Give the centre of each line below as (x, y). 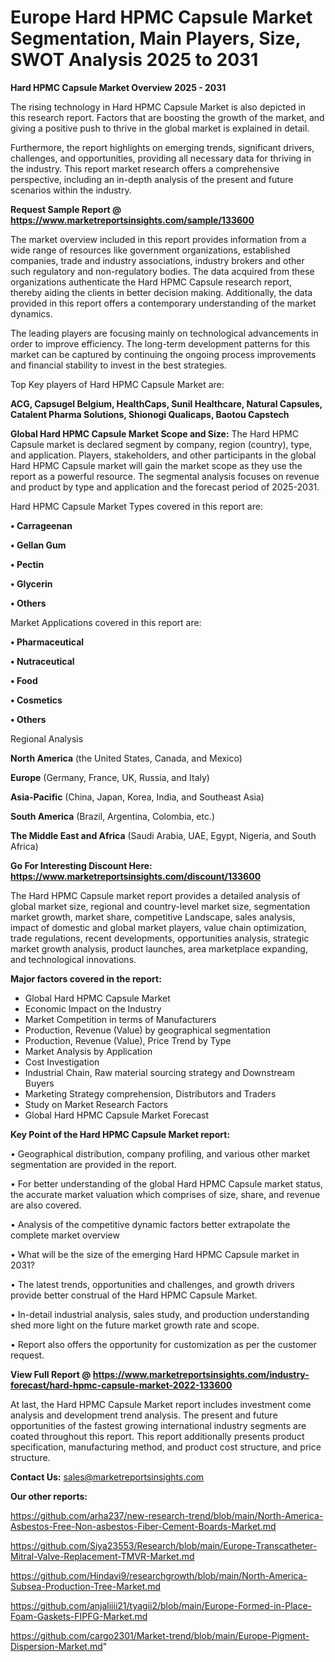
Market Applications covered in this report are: (106, 622)
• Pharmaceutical (47, 642)
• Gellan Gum (38, 545)
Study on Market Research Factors (96, 1104)
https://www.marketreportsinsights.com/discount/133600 (136, 876)
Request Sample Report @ (66, 209)
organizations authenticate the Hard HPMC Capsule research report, (151, 282)
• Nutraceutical (42, 661)
